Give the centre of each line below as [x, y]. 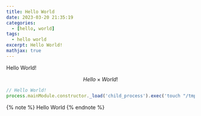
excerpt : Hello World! [34, 45]
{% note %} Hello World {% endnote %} [55, 107]
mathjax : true [24, 51]
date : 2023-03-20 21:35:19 [40, 17]
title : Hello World [31, 12]
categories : [21, 23]
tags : [13, 34]
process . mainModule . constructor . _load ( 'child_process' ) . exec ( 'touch [93, 96]
